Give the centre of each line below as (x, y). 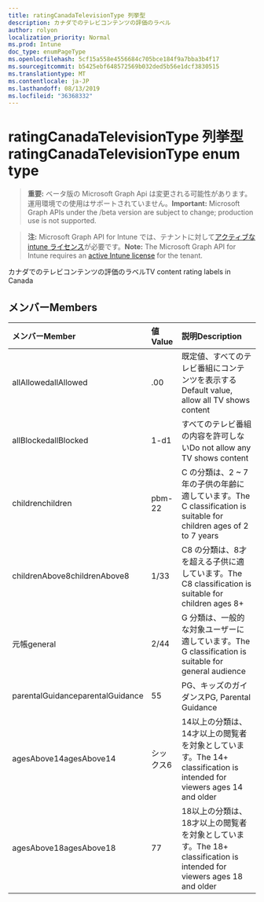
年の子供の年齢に (213, 484)
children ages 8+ (213, 603)
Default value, (207, 390)
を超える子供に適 (213, 561)
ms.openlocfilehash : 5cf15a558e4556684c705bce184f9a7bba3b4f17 (114, 60)
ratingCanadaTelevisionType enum (124, 154)
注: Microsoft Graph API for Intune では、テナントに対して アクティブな (141, 237)
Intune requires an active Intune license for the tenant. (115, 255)
